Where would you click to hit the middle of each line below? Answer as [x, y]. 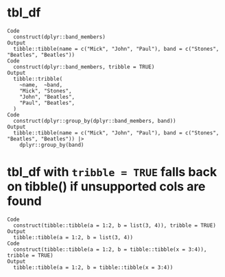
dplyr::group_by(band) [52, 145]
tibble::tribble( [38, 79]
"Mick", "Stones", [46, 91]
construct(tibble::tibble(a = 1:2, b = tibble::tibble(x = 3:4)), [110, 249]
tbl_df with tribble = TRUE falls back [112, 172]
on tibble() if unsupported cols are [106, 187]
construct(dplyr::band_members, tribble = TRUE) [84, 67]
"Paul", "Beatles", [47, 103]
